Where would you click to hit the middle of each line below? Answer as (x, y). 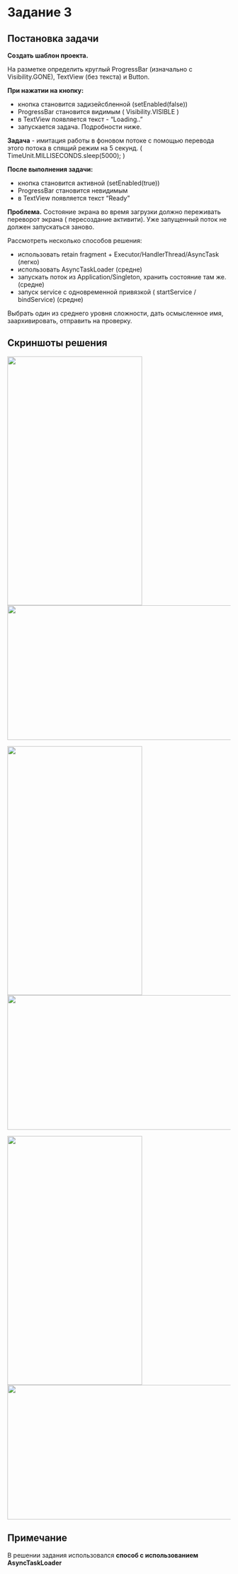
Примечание (37, 1538)
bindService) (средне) (50, 299)
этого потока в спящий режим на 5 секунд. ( (75, 148)
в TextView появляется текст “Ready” (74, 198)
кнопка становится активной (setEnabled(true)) (89, 183)
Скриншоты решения (57, 343)
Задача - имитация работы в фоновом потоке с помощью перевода (111, 140)
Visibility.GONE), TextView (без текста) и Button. (79, 77)
